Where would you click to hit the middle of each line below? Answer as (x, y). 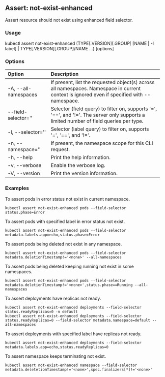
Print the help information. (81, 157)
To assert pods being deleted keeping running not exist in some (69, 266)
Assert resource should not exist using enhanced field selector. (69, 20)
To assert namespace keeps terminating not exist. (56, 356)
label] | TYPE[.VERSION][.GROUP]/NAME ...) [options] (60, 49)
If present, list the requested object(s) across (103, 82)
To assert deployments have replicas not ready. (53, 298)
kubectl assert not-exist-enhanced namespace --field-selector (71, 365)
